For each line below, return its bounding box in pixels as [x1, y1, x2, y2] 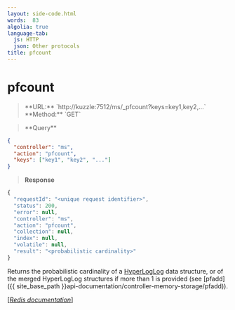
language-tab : [7, 29, 49, 37]
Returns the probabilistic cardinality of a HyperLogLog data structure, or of [7, 267, 224, 275]
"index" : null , [13, 235, 58, 242]
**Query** [24, 123, 58, 132]
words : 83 [7, 17, 39, 24]
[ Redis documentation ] [7, 295, 74, 304]
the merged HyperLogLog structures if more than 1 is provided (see [7, 274, 202, 283]
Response [24, 176, 55, 184]
